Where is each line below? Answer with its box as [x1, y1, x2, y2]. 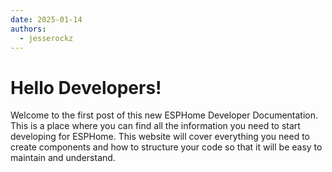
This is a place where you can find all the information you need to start [10, 120, 301, 132]
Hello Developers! [10, 76, 162, 99]
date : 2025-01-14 [10, 14, 83, 25]
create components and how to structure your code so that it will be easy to [10, 141, 323, 153]
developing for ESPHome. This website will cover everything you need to [10, 131, 311, 143]
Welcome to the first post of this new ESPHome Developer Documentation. [10, 109, 319, 121]
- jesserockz [19, 33, 74, 43]
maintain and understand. [10, 152, 116, 164]
